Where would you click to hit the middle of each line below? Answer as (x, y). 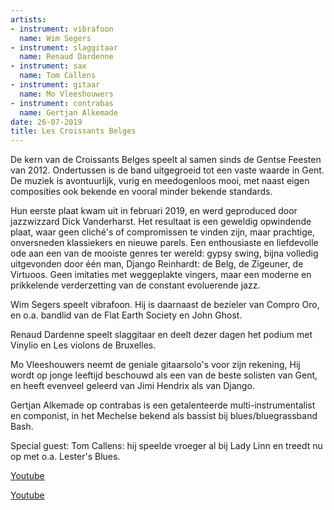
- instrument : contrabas (62, 103)
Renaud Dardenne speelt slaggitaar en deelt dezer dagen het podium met (161, 335)
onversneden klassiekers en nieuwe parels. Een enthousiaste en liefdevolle (164, 243)
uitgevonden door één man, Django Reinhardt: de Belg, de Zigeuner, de (157, 264)
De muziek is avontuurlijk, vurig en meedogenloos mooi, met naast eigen (160, 181)
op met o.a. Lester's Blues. (65, 457)
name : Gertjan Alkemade (68, 112)
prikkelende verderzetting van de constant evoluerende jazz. (135, 285)
